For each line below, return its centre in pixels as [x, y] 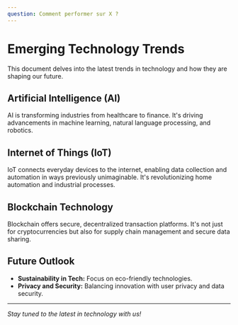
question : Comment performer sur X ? [63, 14]
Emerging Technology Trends [96, 49]
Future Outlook [41, 262]
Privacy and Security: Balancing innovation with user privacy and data [121, 286]
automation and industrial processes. [61, 185]
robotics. [20, 130]
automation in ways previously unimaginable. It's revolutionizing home [110, 177]
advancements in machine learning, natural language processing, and [109, 123]
